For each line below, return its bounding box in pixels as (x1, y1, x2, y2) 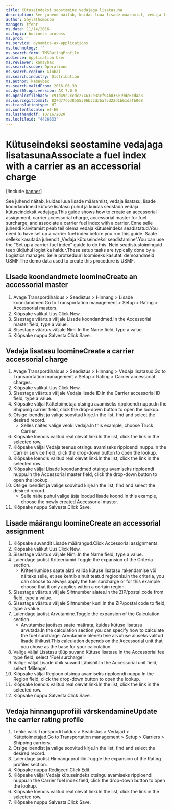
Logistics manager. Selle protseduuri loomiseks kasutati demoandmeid (6, 252, 155, 258)
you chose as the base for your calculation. (20, 644, 112, 650)
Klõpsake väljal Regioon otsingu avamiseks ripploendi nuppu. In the (13, 671, 154, 677)
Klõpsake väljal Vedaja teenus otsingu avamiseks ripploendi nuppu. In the (13, 444, 166, 450)
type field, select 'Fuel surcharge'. (13, 654, 85, 660)
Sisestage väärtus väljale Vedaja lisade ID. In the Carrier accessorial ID (13, 390, 160, 396)
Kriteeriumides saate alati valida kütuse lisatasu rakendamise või (20, 567, 157, 574)
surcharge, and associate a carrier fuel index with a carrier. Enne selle (6, 220, 153, 226)
